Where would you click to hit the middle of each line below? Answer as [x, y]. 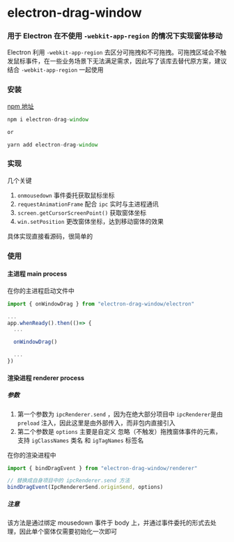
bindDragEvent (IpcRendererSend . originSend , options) [85, 487]
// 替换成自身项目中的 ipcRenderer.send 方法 [69, 481]
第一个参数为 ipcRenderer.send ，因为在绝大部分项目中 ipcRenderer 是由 [120, 414]
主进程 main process [37, 274]
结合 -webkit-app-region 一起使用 [55, 70]
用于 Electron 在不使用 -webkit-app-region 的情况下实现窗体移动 [115, 36]
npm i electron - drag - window [48, 119]
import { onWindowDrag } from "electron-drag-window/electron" [101, 304]
